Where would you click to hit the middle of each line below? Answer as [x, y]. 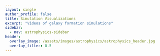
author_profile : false [28, 14]
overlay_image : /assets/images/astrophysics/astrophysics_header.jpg [82, 41]
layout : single [21, 9]
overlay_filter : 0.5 [31, 46]
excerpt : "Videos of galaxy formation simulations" [59, 23]
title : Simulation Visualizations [41, 19]
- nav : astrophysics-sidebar [39, 32]
